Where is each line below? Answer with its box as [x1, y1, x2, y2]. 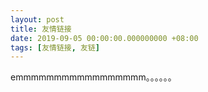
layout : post [10, 14, 65, 25]
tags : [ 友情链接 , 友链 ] [10, 42, 101, 53]
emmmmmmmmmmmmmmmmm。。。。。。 [10, 71, 177, 83]
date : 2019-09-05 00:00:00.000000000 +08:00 [10, 33, 199, 43]
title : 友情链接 [10, 24, 72, 34]
